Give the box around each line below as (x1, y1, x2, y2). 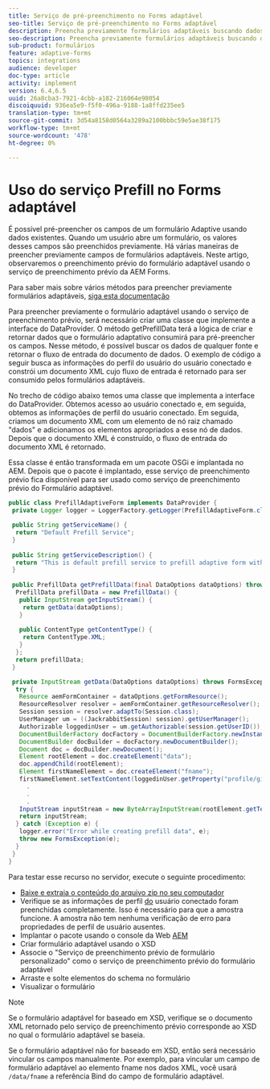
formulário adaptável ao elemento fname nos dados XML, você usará (8, 1062, 237, 1072)
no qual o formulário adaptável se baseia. (8, 1029, 145, 1039)
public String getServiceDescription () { (11, 551, 153, 559)
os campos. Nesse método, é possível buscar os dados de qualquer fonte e (8, 341, 259, 351)
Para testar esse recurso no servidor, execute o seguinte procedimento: (8, 872, 247, 881)
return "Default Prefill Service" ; (15, 529, 135, 537)
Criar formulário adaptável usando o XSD (19, 938, 157, 948)
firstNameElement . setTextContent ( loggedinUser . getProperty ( (18, 775, 225, 783)
